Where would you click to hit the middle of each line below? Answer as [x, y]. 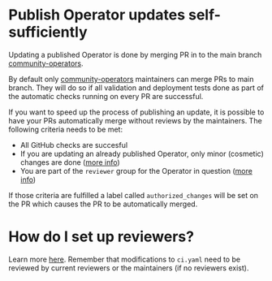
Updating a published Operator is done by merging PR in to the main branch [135, 54]
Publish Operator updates [97, 15]
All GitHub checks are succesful [74, 145]
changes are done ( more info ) [70, 162]
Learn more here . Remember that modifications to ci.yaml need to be [125, 259]
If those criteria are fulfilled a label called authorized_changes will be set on [133, 195]
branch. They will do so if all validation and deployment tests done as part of [136, 88]
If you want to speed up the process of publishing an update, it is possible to [136, 112]
